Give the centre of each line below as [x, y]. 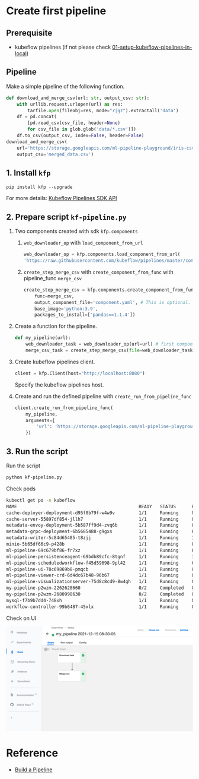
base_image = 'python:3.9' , [67, 309]
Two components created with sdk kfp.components [76, 231]
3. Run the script [37, 452]
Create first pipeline [56, 11]
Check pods [21, 489]
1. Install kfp [28, 172]
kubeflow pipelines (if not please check [63, 47]
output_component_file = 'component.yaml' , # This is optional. [113, 302]
